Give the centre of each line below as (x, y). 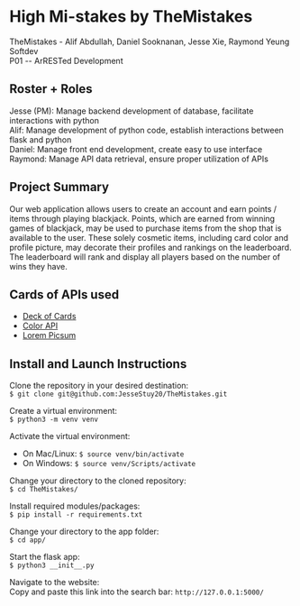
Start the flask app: (45, 557)
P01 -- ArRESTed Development (66, 60)
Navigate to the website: (55, 583)
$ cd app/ (28, 540)
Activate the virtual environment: (70, 436)
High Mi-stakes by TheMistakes (131, 17)
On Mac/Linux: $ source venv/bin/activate (103, 454)
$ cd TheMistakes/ (44, 490)
